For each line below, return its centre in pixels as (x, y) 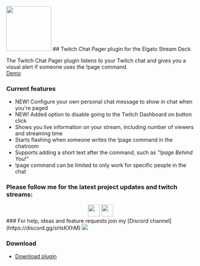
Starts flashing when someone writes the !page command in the (94, 140)
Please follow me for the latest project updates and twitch (92, 187)
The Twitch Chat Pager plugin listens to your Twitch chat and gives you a (96, 60)
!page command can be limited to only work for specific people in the (101, 165)
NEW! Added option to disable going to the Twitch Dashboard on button (103, 114)
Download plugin (36, 256)
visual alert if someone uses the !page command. (67, 67)
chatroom (27, 146)
